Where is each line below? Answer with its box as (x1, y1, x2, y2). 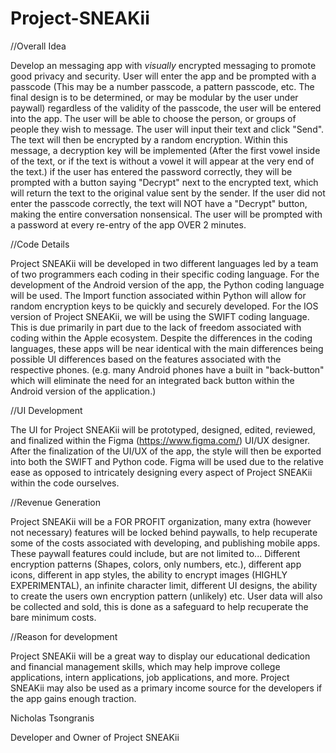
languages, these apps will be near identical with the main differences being (10, 342, 324, 354)
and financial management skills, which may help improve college (10, 660, 281, 672)
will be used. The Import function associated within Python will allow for (10, 289, 307, 301)
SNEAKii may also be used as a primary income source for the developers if (10, 682, 323, 694)
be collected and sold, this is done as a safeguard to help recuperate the (10, 600, 309, 612)
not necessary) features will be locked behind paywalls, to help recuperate (10, 526, 318, 538)
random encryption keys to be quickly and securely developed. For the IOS (10, 300, 319, 312)
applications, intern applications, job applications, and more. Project (10, 671, 290, 683)
